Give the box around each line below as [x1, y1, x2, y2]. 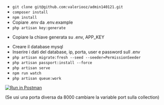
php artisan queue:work [12, 76, 62, 81]
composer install [12, 10, 48, 15]
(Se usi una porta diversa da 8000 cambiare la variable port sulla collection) [5, 94, 160, 100]
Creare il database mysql [12, 44, 63, 49]
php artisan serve [12, 66, 50, 70]
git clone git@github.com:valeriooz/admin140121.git [12, 4, 123, 9]
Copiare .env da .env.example [12, 19, 73, 25]
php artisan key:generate [12, 26, 66, 31]
